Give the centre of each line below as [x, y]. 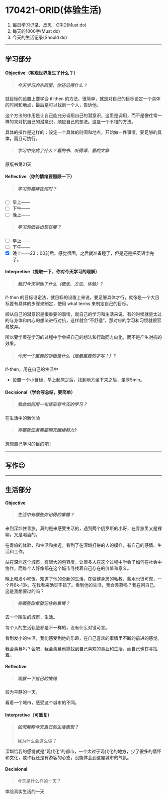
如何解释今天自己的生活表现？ [48, 727]
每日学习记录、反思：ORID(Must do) [49, 25]
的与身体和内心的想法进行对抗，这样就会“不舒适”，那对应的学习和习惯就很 [81, 320]
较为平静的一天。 [23, 692]
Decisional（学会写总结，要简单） [40, 392]
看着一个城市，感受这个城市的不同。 [42, 702]
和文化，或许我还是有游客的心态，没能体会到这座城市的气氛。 [68, 757]
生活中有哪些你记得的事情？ [46, 515]
